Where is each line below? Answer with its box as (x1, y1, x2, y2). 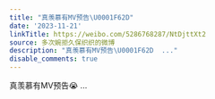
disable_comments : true (9, 54, 99, 63)
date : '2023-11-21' (9, 21, 82, 30)
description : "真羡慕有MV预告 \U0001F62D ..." (9, 46, 178, 55)
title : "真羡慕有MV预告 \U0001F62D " (9, 12, 134, 22)
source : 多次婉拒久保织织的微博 (9, 37, 116, 47)
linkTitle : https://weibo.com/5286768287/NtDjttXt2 (9, 29, 206, 38)
